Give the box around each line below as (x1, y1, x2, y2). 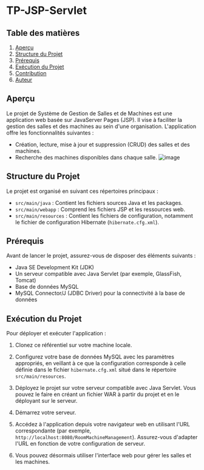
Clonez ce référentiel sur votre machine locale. (15, 341, 132, 349)
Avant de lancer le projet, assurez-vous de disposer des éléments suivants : (6, 252, 196, 260)
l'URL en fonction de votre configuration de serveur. (15, 440, 146, 448)
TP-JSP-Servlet (6, 4, 87, 18)
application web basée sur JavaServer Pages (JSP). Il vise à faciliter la (6, 116, 182, 123)
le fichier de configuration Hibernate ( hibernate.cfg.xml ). (15, 218, 160, 226)
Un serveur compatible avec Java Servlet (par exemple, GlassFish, (15, 270, 182, 278)
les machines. (15, 458, 50, 466)
